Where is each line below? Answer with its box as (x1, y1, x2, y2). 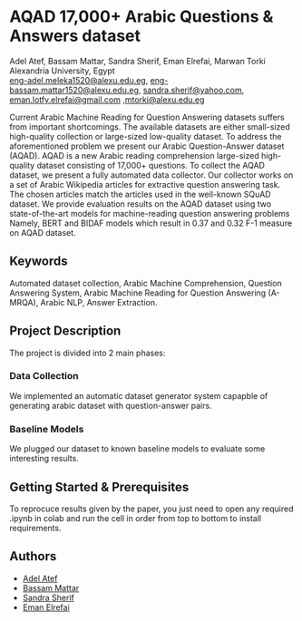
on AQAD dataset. (9, 227, 76, 238)
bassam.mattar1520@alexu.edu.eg (9, 84, 139, 95)
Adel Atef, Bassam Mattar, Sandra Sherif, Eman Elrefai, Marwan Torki (9, 55, 266, 66)
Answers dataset (9, 25, 141, 46)
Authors (9, 548, 57, 564)
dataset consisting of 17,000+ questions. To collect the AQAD (36, 160, 266, 170)
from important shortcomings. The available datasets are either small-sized (9, 121, 290, 132)
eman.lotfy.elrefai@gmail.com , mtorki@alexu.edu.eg (9, 93, 205, 105)
